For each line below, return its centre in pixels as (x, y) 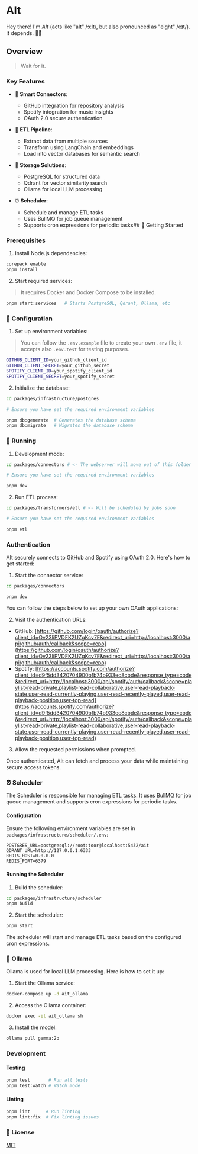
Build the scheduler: (39, 887)
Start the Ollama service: (45, 983)
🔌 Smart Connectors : (41, 94)
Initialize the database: (42, 388)
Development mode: (39, 454)
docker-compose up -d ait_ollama (47, 994)
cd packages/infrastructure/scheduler (54, 898)
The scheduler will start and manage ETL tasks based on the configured (94, 937)
